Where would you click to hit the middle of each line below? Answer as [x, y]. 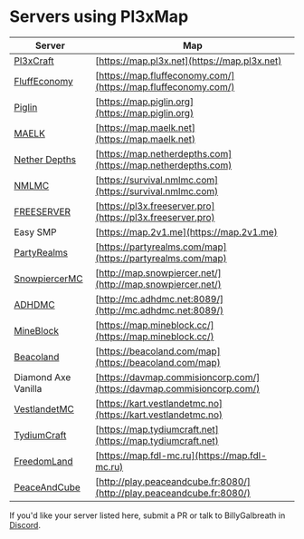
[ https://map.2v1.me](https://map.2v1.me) [186, 231]
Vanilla [28, 388]
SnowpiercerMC [48, 279]
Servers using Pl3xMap [99, 17]
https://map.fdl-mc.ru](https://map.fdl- [182, 456]
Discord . [25, 524]
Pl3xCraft [34, 61]
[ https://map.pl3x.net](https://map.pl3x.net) [188, 61]
